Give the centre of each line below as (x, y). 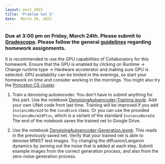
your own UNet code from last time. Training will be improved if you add (85, 105)
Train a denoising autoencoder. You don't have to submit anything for (82, 94)
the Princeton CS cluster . (30, 85)
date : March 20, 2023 (28, 19)
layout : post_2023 (24, 10)
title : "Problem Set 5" (30, 14)
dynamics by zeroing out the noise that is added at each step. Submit (82, 146)
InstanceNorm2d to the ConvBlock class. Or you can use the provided (81, 110)
